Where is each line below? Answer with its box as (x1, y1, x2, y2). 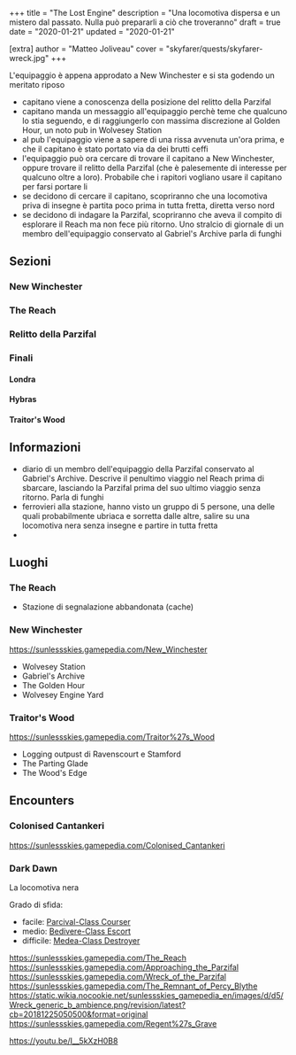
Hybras (9, 394, 37, 405)
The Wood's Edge (21, 767, 87, 778)
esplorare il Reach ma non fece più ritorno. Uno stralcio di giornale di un (21, 219, 285, 229)
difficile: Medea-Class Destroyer (21, 935, 140, 946)
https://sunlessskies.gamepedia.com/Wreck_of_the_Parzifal (9, 971, 227, 981)
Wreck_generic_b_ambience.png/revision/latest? (9, 999, 186, 1010)
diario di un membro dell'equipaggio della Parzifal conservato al (21, 463, 254, 474)
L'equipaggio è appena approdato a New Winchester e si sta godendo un (9, 70, 276, 81)
